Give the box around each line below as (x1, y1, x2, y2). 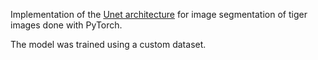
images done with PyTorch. (10, 19, 123, 31)
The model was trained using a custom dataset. (10, 39, 207, 50)
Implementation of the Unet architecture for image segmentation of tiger (10, 9, 308, 20)
